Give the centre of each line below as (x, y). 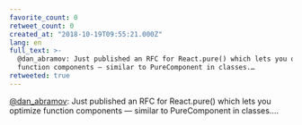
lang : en (26, 42)
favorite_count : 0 (44, 17)
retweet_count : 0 (42, 26)
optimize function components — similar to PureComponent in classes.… (144, 110)
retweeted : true (40, 76)
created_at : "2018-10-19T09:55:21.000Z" (86, 34)
